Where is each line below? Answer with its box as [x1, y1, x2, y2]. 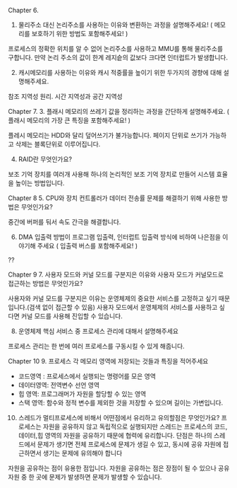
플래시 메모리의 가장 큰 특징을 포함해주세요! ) [8, 116, 131, 124]
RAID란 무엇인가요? [18, 155, 73, 163]
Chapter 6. [8, 6, 39, 14]
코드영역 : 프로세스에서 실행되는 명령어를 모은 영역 [18, 372, 156, 380]
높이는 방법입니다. [15, 179, 65, 187]
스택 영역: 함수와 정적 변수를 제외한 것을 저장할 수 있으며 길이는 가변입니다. [18, 399, 224, 407]
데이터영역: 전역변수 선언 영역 [18, 381, 100, 389]
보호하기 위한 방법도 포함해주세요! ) [31, 30, 128, 37]
